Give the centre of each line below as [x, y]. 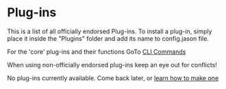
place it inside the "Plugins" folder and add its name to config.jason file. [108, 38]
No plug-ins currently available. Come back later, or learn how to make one [113, 78]
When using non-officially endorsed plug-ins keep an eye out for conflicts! [112, 65]
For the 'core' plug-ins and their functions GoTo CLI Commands [97, 52]
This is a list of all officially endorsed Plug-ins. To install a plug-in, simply [110, 31]
